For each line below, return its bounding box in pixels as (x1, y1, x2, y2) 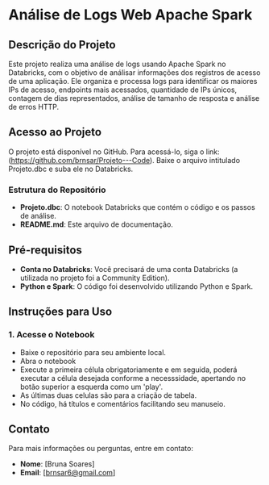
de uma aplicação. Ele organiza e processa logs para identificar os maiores (8, 77, 258, 86)
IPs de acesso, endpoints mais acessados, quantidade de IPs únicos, (8, 85, 238, 94)
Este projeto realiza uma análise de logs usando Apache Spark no (8, 59, 226, 69)
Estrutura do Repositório (8, 184, 106, 195)
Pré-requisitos (8, 243, 83, 257)
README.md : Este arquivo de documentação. (19, 220, 173, 229)
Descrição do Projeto (8, 38, 116, 52)
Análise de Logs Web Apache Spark (8, 6, 253, 24)
